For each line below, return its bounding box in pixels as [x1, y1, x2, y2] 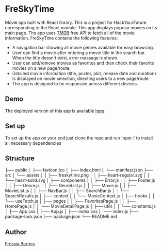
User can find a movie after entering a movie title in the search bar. [12, 50, 146, 56]
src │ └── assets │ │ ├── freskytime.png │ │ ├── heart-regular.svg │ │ [5, 172, 150, 178]
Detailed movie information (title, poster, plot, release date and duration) [12, 70, 156, 76]
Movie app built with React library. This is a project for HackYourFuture [5, 19, 146, 25]
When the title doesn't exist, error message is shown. [12, 55, 119, 60]
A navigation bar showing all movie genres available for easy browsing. [12, 44, 154, 50]
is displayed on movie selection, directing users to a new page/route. [12, 76, 150, 81]
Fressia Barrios [5, 241, 35, 247]
